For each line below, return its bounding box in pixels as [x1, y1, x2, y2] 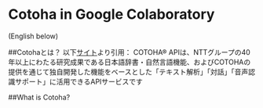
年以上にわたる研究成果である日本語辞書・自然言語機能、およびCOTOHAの [8, 57, 251, 67]
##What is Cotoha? [8, 92, 71, 102]
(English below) [8, 31, 59, 41]
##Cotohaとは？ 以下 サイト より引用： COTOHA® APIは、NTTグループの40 [8, 47, 251, 56]
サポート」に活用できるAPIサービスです [14, 77, 144, 86]
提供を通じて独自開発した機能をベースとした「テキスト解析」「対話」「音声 [8, 67, 249, 76]
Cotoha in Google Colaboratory [8, 5, 215, 23]
